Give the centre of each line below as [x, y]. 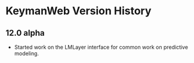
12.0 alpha [25, 33]
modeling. [27, 53]
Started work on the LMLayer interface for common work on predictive [101, 47]
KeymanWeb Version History [78, 11]
